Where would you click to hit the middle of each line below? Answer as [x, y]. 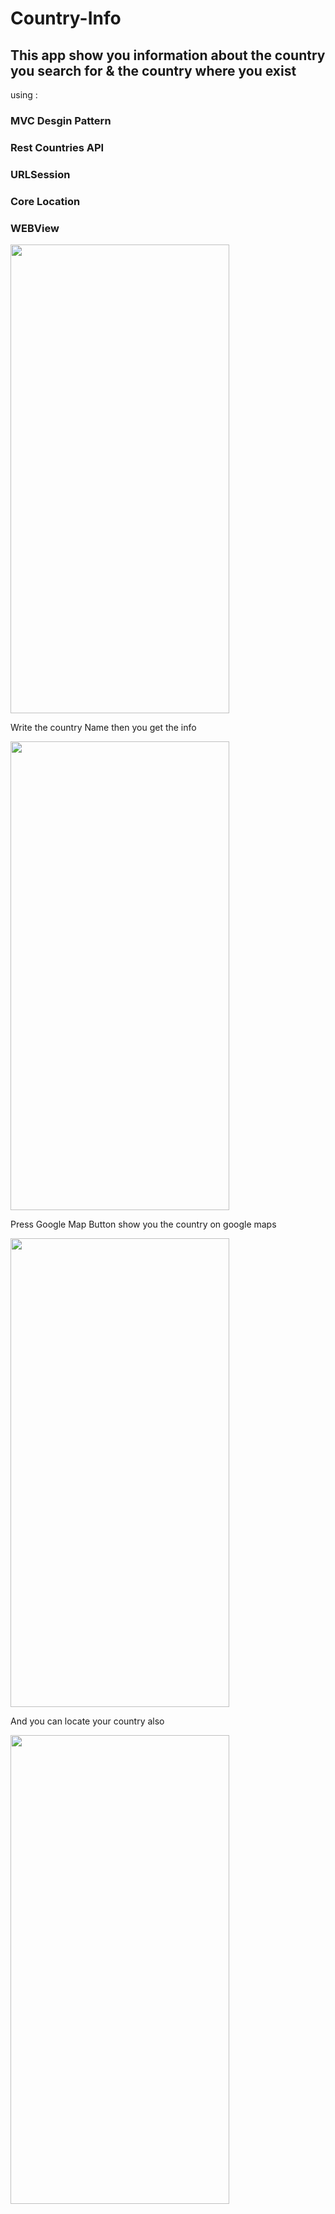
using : [24, 95]
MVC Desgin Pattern [61, 120]
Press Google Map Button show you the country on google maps [143, 1224]
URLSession [40, 174]
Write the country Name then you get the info [103, 727]
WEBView [35, 228]
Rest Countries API [57, 147]
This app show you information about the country [168, 55]
